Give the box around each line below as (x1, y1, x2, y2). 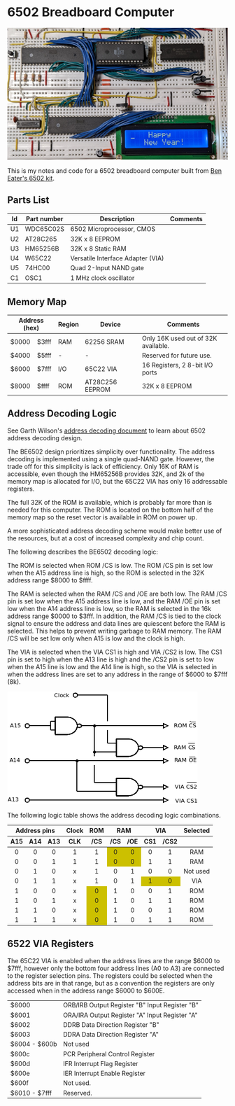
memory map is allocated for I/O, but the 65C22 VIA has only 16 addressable (7, 477, 228, 485)
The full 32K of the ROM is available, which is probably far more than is (7, 498, 212, 506)
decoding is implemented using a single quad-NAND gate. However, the (7, 454, 215, 463)
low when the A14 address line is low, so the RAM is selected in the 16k (7, 604, 212, 612)
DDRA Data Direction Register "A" (62, 1030, 159, 1039)
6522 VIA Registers (7, 938, 94, 950)
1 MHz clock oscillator (70, 274, 135, 282)
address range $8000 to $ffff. (7, 575, 93, 584)
